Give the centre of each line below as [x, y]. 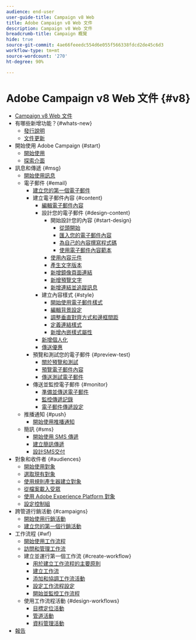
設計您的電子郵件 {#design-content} [86, 213]
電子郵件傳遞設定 [63, 407]
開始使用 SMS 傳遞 [55, 437]
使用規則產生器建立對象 [52, 482]
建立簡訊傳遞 [48, 444]
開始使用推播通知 [54, 422]
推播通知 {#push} [45, 414]
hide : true [20, 39]
